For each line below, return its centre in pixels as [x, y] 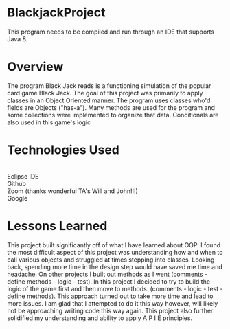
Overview [35, 67]
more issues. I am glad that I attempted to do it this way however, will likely [113, 303]
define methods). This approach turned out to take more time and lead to [110, 296]
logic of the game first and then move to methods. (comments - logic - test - [115, 288]
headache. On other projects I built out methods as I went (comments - [107, 274]
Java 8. [18, 38]
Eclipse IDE [23, 176]
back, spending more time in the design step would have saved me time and [115, 266]
